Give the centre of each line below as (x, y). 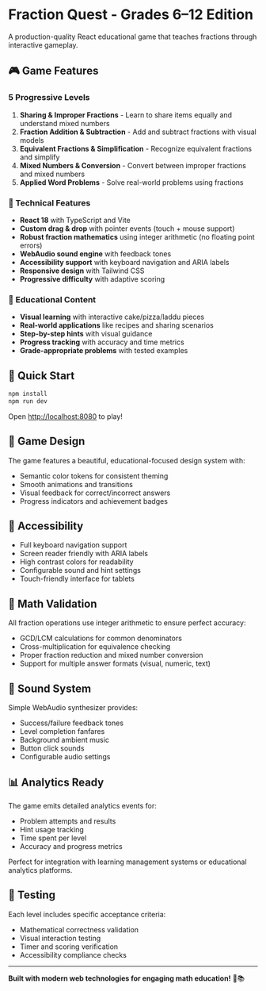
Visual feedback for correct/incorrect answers (95, 493)
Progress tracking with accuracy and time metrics (102, 342)
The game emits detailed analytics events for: (82, 805)
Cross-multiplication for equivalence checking (95, 647)
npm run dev (28, 401)
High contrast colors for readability (76, 562)
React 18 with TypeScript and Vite (75, 220)
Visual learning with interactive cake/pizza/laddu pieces (112, 317)
